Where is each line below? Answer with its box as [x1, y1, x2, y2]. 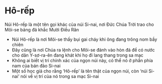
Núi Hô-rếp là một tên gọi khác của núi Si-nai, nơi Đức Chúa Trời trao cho [4, 21, 154, 27]
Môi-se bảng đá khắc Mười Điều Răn [4, 26, 79, 32]
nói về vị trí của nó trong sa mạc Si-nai [20, 73, 100, 79]
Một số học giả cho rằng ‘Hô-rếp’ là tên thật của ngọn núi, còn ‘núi [11, 68, 148, 74]
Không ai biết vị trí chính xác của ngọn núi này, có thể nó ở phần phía [11, 57, 153, 63]
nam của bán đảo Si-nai [11, 63, 61, 69]
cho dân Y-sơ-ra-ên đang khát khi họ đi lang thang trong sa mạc [11, 52, 144, 58]
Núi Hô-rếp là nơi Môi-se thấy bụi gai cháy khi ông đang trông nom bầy [11, 36, 158, 42]
